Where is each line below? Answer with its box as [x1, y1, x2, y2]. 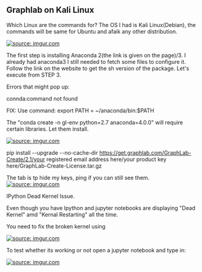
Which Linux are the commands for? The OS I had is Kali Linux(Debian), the [6, 21, 196, 28]
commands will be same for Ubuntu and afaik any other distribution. [6, 28, 178, 35]
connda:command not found [6, 95, 78, 102]
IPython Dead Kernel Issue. [6, 192, 75, 200]
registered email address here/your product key [46, 155, 167, 163]
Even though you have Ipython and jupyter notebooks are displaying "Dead [6, 204, 196, 211]
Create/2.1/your [6, 155, 45, 163]
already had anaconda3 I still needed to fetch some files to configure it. [6, 58, 186, 65]
